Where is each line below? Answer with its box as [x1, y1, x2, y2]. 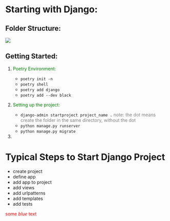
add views [12, 184, 35, 190]
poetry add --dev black [20, 93, 72, 98]
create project [12, 168, 42, 174]
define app [12, 173, 36, 180]
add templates [12, 195, 44, 202]
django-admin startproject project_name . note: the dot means [20, 112, 156, 118]
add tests [12, 201, 33, 207]
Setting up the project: [12, 101, 60, 108]
